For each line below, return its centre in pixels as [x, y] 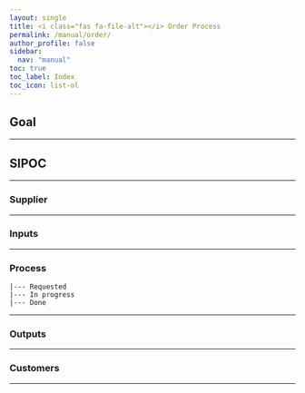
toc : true [28, 69]
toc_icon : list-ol [44, 85]
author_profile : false [52, 43]
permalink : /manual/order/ [60, 34]
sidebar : [26, 52]
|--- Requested [38, 287]
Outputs [28, 334]
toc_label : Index [42, 77]
